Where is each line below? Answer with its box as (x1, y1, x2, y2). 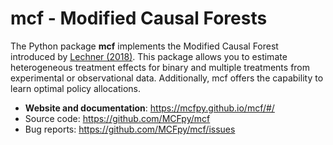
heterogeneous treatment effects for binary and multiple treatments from (10, 61, 311, 73)
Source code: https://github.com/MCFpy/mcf (24, 112, 211, 124)
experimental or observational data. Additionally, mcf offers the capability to (10, 72, 324, 84)
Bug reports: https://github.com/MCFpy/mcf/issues (24, 123, 236, 135)
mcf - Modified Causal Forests (10, 7, 268, 30)
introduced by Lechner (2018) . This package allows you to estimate (10, 50, 288, 62)
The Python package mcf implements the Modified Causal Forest (10, 40, 279, 52)
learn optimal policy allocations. (10, 82, 142, 94)
